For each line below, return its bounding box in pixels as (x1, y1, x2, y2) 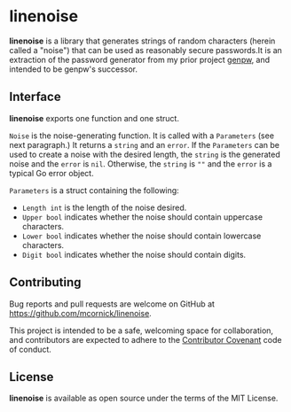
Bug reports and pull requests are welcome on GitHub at (9, 299, 216, 309)
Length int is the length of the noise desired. (21, 202, 187, 213)
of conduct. (9, 344, 51, 354)
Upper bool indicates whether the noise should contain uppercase (21, 211, 263, 222)
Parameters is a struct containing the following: (9, 184, 179, 196)
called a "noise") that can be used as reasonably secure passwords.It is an (9, 44, 282, 55)
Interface (9, 89, 61, 105)
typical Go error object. (9, 167, 95, 178)
